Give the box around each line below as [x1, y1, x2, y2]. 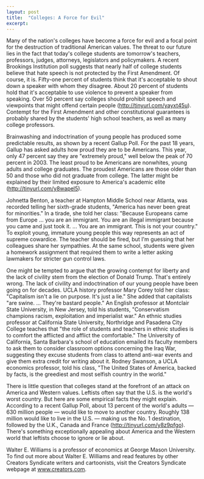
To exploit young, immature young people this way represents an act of [6, 229, 185, 237]
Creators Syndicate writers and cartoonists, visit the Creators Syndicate [6, 459, 187, 467]
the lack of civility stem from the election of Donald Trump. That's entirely [6, 273, 191, 281]
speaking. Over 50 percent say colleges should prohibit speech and [6, 95, 177, 103]
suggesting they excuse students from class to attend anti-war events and [6, 351, 193, 359]
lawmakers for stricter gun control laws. [6, 255, 107, 262]
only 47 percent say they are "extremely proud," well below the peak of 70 [6, 153, 193, 160]
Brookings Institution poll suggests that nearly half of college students [6, 63, 182, 70]
